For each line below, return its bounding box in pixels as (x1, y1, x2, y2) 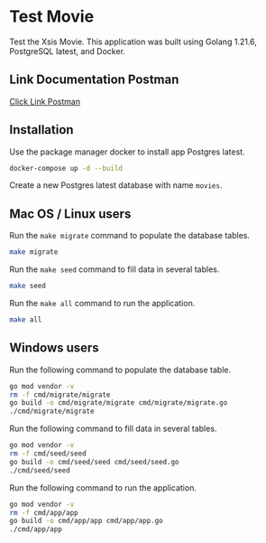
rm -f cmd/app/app (9, 508, 78, 517)
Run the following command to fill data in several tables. (9, 423, 217, 435)
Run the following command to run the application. (9, 482, 197, 493)
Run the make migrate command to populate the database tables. (9, 230, 251, 241)
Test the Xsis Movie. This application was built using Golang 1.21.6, (9, 36, 257, 47)
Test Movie (9, 6, 95, 27)
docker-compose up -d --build (9, 164, 124, 173)
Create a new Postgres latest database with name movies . (9, 180, 223, 191)
